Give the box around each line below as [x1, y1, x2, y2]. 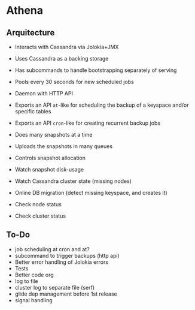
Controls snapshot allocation [14, 154, 86, 161]
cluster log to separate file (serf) [14, 284, 95, 291]
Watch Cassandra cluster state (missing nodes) [14, 177, 132, 185]
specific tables [14, 108, 51, 115]
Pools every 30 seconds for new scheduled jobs [14, 79, 135, 85]
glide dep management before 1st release [14, 290, 118, 297]
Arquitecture [6, 28, 55, 38]
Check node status [14, 201, 62, 207]
